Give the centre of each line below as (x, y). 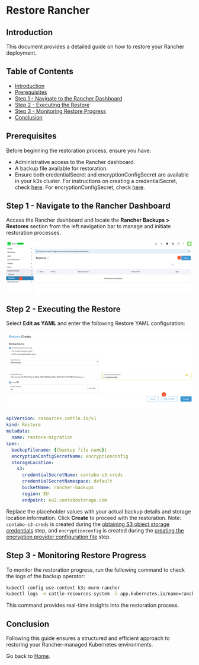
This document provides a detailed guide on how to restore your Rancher (95, 46)
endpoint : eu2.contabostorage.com (65, 500)
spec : (13, 443)
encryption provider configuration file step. (59, 537)
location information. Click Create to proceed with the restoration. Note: (94, 518)
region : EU (35, 494)
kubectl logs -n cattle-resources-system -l (62, 594)
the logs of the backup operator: (46, 576)
